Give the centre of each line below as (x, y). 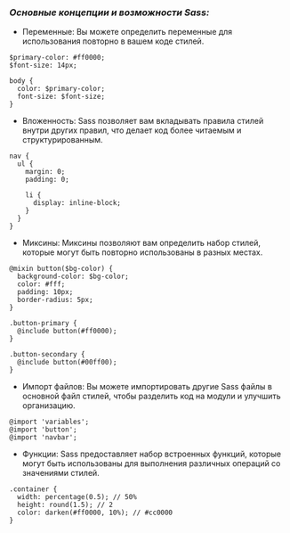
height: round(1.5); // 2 (65, 505)
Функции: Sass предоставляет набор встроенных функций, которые (152, 454)
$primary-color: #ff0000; (57, 58)
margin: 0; (45, 172)
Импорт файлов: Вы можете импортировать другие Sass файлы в (147, 387)
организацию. (48, 406)
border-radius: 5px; (55, 300)
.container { (33, 489)
